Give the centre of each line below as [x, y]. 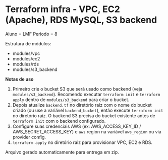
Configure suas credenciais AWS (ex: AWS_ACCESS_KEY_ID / [77, 126]
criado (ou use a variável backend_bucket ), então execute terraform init [88, 110]
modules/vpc [26, 53]
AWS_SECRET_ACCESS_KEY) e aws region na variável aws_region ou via [87, 131]
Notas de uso [19, 79]
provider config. [29, 137]
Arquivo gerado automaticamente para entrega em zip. [62, 152]
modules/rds [26, 64]
